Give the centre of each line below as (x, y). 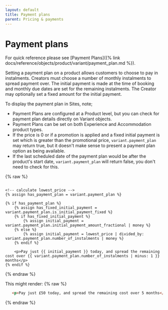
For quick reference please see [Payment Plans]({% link (63, 58)
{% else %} (25, 230)
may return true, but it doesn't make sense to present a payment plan (84, 145)
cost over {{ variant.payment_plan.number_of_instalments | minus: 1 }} (82, 256)
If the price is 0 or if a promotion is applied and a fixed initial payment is (86, 135)
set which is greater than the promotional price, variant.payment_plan (84, 140)
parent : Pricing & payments (34, 19)
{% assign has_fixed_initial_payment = (56, 208)
